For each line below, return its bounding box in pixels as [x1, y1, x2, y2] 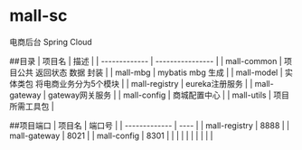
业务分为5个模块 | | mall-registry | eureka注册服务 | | [58, 78, 253, 89]
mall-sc [9, 5, 68, 26]
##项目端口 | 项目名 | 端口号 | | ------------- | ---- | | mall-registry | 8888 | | [9, 119, 290, 131]
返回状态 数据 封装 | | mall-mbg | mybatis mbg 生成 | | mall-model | [34, 67, 283, 78]
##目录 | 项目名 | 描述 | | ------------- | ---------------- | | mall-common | [9, 55, 282, 66]
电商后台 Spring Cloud [9, 36, 92, 47]
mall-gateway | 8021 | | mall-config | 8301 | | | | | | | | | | [9, 130, 213, 141]
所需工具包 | [9, 100, 54, 111]
